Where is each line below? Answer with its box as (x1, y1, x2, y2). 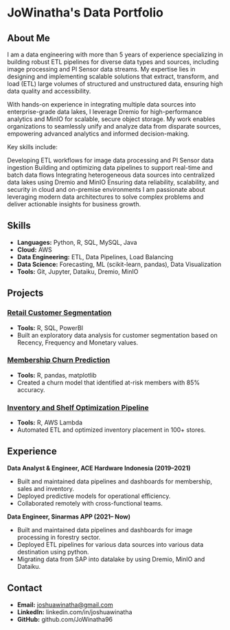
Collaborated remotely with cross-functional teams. (16, 499, 163, 507)
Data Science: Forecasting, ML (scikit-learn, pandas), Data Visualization (16, 260, 222, 268)
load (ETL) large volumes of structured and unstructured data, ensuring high (7, 80, 223, 87)
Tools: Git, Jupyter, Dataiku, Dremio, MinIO (16, 267, 139, 276)
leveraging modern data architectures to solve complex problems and (7, 193, 204, 201)
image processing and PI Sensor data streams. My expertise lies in (7, 65, 196, 73)
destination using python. (16, 547, 89, 556)
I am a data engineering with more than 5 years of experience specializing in (7, 50, 223, 58)
